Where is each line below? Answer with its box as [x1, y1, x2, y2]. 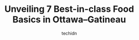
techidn [61, 30, 77, 36]
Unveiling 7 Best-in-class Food [4, 3, 134, 15]
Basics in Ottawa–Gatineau [12, 14, 126, 25]
